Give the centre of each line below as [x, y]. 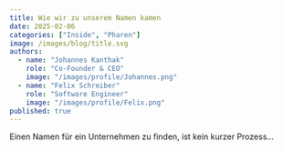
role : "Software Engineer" [77, 94]
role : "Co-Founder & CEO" [75, 69]
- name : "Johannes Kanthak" [71, 60]
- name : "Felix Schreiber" [69, 86]
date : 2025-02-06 [42, 26]
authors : [26, 52]
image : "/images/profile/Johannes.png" [102, 77]
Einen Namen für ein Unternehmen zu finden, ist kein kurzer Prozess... [142, 136]
